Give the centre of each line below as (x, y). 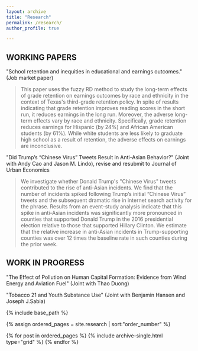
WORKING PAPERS (41, 57)
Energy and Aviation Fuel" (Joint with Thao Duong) (68, 283)
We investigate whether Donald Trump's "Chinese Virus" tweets (98, 182)
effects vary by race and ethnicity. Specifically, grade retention (110, 121)
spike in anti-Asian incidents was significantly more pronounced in (101, 213)
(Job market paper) (30, 78)
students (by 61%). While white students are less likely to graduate (102, 133)
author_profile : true (33, 28)
